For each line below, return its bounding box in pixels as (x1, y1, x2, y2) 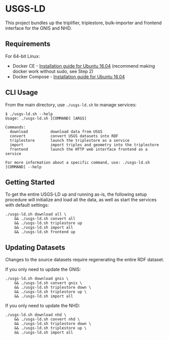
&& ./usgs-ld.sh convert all (14, 216, 76, 221)
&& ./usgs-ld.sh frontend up (14, 230, 76, 235)
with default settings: (5, 202, 49, 208)
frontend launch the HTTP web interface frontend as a (10, 147, 148, 152)
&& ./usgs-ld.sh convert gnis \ (14, 280, 82, 286)
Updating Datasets (5, 243, 66, 252)
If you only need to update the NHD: (5, 303, 80, 309)
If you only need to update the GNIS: (5, 266, 81, 272)
